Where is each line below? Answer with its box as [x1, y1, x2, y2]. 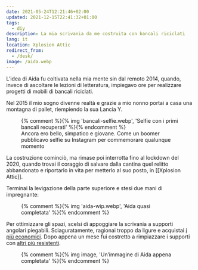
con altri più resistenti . [6, 239, 61, 246]
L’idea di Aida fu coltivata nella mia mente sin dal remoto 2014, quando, [6, 75, 181, 82]
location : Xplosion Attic [6, 42, 70, 48]
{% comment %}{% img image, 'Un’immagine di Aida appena [21, 251, 172, 258]
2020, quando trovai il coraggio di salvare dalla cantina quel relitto [6, 160, 169, 167]
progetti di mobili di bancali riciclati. [6, 88, 94, 95]
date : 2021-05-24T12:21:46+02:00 [6, 8, 89, 15]
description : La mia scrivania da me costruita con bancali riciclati [6, 31, 185, 37]
